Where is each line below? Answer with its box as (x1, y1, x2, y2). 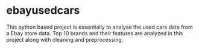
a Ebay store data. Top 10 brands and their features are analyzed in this (6, 29, 183, 36)
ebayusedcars (6, 4, 80, 17)
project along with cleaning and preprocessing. (6, 36, 124, 43)
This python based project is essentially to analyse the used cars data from (6, 23, 193, 30)
